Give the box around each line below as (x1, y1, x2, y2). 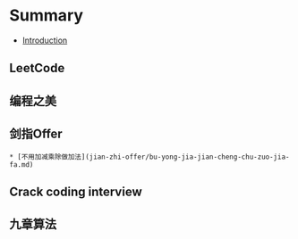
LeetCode (9, 61, 65, 76)
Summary (9, 5, 83, 26)
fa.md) (9, 160, 34, 169)
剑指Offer (9, 127, 63, 142)
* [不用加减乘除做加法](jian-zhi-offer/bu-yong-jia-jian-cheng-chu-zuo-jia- (9, 152, 290, 161)
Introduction (21, 35, 68, 45)
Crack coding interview (9, 184, 142, 199)
